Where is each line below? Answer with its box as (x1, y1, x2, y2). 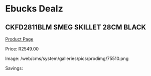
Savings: (5, 65, 24, 71)
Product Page (5, 36, 34, 42)
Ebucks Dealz (5, 3, 64, 14)
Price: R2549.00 (5, 46, 39, 51)
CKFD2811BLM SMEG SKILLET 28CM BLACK (5, 23, 146, 31)
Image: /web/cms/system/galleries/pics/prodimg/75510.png (5, 55, 129, 61)
